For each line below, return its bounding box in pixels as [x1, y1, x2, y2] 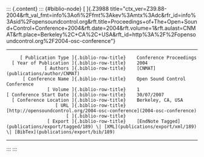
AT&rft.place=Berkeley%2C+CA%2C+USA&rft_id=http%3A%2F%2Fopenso [6, 31, 196, 38]
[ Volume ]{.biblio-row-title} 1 [47, 87, 140, 93]
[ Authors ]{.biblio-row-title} [44, 65, 126, 72]
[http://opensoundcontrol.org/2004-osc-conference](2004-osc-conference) [6, 108, 197, 114]
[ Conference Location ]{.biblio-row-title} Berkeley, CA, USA [12, 97, 183, 103]
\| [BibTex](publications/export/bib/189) [6, 129, 115, 135]
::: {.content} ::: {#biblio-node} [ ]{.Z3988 [6, 5, 109, 12]
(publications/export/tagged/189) [6, 124, 94, 130]
